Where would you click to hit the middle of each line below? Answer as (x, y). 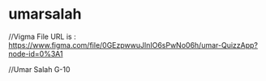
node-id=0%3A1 (36, 53)
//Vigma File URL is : (42, 36)
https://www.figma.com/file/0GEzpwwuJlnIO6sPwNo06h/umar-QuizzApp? (133, 45)
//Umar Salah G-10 (39, 69)
